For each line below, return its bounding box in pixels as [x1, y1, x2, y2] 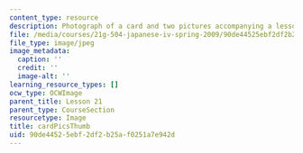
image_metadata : [9, 47, 70, 56]
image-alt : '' [17, 72, 70, 81]
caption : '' [17, 55, 63, 64]
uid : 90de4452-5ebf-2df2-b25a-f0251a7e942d [9, 130, 176, 139]
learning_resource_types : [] [9, 80, 119, 89]
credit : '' [17, 64, 59, 73]
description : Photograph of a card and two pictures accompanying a [9, 22, 272, 31]
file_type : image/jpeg [9, 38, 95, 48]
